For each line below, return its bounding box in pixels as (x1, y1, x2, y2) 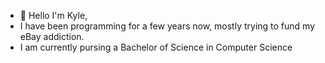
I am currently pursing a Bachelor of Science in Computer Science (19, 41, 293, 53)
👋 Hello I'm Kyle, (19, 10, 88, 21)
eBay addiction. (19, 31, 85, 42)
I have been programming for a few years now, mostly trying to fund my (19, 20, 316, 32)
